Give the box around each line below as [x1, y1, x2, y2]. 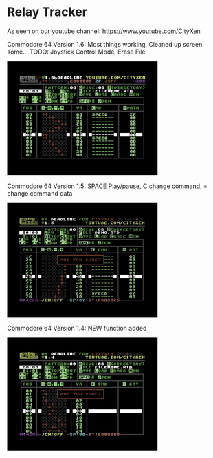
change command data [7, 189, 73, 197]
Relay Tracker [7, 4, 88, 20]
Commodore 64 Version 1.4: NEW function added [7, 324, 147, 332]
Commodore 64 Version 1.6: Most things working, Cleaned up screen [7, 40, 203, 48]
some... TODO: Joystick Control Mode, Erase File [7, 48, 146, 56]
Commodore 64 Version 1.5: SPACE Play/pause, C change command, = [7, 182, 208, 190]
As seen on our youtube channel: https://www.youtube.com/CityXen [7, 27, 201, 35]
